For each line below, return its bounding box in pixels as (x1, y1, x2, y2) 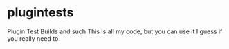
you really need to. (7, 34, 61, 42)
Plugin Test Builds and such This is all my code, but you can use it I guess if (7, 27, 223, 35)
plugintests (7, 5, 74, 20)
